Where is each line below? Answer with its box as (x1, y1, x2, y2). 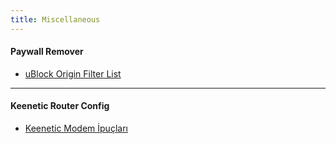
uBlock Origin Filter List (24, 67, 122, 80)
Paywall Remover (10, 46, 84, 58)
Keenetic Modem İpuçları (24, 122, 128, 135)
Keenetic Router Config (10, 100, 110, 112)
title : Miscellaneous (10, 14, 101, 25)
